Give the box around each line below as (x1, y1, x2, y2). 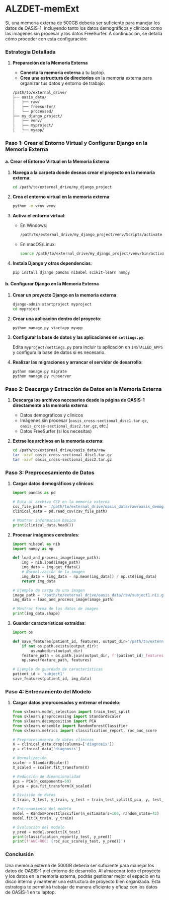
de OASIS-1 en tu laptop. (5, 889, 56, 895)
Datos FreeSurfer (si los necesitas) (20, 428, 92, 434)
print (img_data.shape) (12, 611, 60, 616)
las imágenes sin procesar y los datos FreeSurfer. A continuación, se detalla (5, 30, 162, 36)
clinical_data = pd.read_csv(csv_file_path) (12, 509, 108, 514)
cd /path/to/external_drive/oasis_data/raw (12, 448, 106, 453)
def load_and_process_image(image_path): (12, 555, 101, 560)
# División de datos (12, 793, 56, 798)
